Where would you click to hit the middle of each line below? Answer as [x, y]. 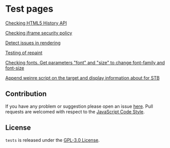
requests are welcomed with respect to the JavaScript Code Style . [75, 112]
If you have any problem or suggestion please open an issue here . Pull [79, 106]
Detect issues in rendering [33, 43]
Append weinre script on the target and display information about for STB [82, 78]
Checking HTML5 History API [36, 23]
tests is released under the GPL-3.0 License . [53, 140]
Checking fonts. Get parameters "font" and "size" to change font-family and [85, 62]
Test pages [29, 9]
